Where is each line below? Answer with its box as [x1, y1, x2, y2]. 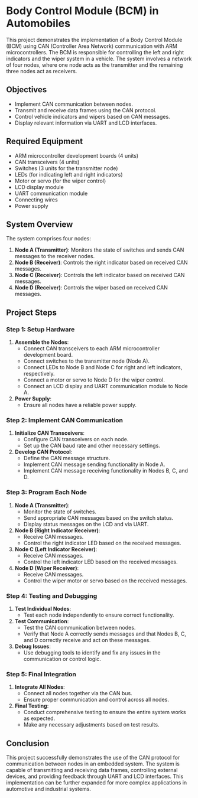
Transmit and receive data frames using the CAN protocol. [14, 106, 157, 113]
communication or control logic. [23, 655, 102, 662]
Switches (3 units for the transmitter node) [14, 164, 118, 172]
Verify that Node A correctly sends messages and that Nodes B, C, [23, 630, 187, 637]
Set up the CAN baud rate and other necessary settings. [23, 442, 161, 450]
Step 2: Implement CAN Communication [6, 416, 123, 424]
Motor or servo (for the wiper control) [14, 177, 106, 184]
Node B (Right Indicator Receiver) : [14, 527, 100, 534]
